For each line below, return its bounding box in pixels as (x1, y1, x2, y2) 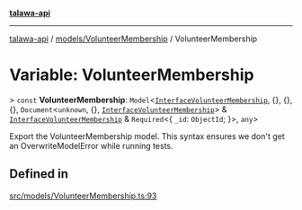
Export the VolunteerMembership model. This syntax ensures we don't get (9, 130, 285, 142)
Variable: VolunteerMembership (9, 65, 254, 85)
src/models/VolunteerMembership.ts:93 (9, 190, 157, 201)
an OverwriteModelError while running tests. (9, 140, 173, 151)
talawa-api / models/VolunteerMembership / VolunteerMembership (9, 33, 258, 44)
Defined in (9, 166, 69, 182)
